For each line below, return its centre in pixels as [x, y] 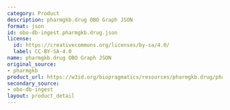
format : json [26, 26]
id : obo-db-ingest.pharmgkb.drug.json [62, 32]
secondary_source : [33, 83]
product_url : [26, 77]
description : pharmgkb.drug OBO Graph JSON [70, 20]
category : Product [33, 13]
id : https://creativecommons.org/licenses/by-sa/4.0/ [91, 45]
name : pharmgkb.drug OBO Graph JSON [59, 58]
